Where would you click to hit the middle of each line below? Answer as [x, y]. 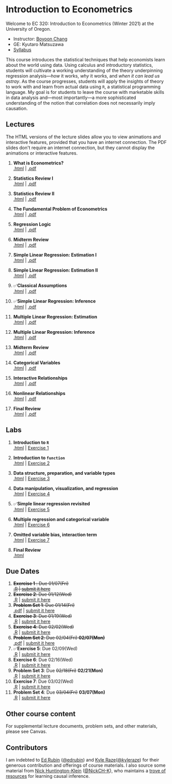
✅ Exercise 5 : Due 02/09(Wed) [45, 649]
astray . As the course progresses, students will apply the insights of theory [85, 81]
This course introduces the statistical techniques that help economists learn [85, 59]
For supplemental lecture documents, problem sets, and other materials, [82, 726]
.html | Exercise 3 [31, 478]
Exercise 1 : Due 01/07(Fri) [41, 583]
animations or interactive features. [42, 153]
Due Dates [23, 571]
